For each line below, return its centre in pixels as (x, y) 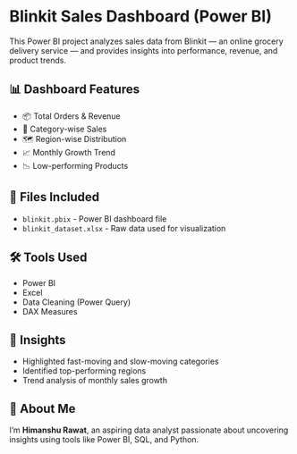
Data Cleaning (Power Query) (76, 302)
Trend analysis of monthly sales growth (95, 381)
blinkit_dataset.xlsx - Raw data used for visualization (124, 228)
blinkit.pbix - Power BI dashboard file (94, 219)
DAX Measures (50, 312)
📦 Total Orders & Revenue (71, 116)
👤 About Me (42, 408)
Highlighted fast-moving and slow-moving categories (120, 362)
